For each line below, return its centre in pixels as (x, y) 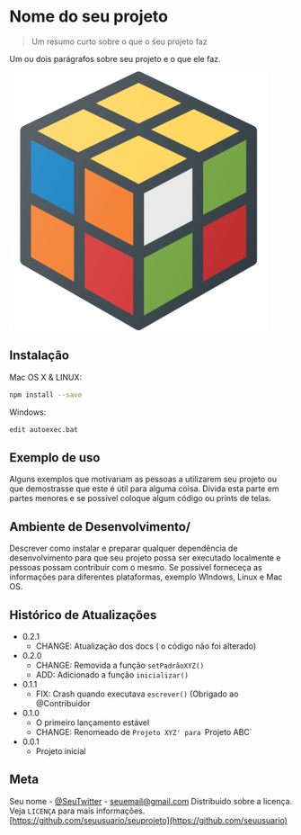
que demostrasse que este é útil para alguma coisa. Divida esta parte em (145, 489)
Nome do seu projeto (89, 17)
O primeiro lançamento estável (93, 723)
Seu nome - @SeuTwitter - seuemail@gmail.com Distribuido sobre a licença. (151, 801)
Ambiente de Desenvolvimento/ (100, 527)
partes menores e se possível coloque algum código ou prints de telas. (141, 498)
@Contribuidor (63, 703)
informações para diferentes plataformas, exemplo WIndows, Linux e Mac (146, 577)
